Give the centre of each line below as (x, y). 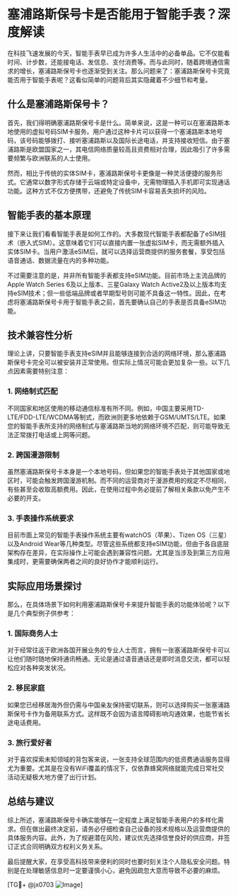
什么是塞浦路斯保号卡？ (58, 104)
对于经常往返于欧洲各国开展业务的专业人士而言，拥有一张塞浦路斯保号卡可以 (119, 650)
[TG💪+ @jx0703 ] (45, 884)
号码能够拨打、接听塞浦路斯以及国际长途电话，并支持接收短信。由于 (125, 140)
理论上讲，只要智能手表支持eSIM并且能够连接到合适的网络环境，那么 (108, 353)
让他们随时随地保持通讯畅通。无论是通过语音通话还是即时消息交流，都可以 (115, 659)
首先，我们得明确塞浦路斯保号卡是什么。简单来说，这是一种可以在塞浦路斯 (115, 123)
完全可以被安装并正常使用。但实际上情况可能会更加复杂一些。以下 (127, 363)
